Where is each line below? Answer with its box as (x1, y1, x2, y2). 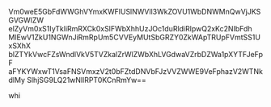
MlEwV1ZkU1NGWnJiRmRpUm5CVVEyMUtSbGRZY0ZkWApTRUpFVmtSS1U (8, 32, 261, 42)
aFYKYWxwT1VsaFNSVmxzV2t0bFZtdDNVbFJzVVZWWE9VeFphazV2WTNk (8, 67, 263, 76)
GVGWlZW (8, 15, 44, 25)
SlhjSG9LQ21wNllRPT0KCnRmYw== (27, 76, 147, 84)
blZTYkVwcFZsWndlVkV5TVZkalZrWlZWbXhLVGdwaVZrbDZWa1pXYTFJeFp (8, 50, 264, 59)
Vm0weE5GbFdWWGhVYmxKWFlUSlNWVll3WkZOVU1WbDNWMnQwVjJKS (8, 7, 261, 16)
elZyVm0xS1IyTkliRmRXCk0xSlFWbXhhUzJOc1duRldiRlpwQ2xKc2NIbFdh (8, 24, 252, 33)
